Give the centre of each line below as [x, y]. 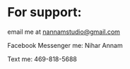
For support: [45, 12]
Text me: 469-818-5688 [42, 59]
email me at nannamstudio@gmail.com [64, 32]
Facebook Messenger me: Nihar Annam [65, 45]
